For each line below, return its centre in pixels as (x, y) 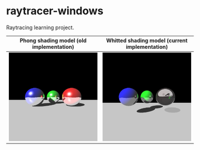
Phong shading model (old (53, 40)
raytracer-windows (55, 11)
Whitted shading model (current (147, 40)
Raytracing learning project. (40, 27)
